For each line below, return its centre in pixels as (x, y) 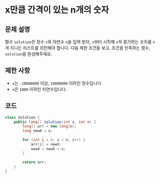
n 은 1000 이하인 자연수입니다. (39, 89)
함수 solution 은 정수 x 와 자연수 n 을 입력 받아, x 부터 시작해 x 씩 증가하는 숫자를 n (80, 42)
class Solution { (22, 117)
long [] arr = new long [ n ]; (50, 126)
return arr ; (35, 163)
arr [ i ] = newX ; (46, 144)
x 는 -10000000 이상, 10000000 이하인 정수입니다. (57, 83)
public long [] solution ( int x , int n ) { (55, 122)
